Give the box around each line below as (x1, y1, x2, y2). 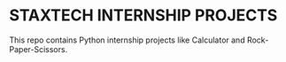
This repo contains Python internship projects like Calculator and (9, 35, 245, 45)
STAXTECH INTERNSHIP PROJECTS (9, 5, 278, 26)
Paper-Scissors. (9, 43, 68, 54)
